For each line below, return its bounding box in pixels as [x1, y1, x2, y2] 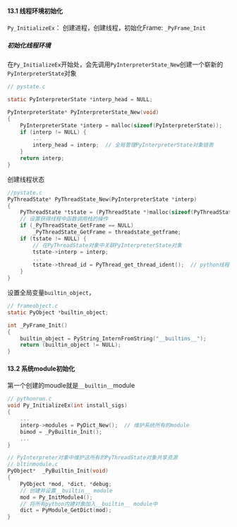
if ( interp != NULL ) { [20, 128, 87, 136]
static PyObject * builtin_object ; [7, 308, 109, 316]
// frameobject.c [7, 303, 59, 310]
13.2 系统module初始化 [7, 364, 75, 373]
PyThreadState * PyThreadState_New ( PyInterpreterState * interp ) [7, 195, 197, 203]
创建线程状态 [7, 175, 44, 183]
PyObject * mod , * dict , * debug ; [20, 480, 112, 487]
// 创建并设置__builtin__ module [20, 487, 113, 494]
